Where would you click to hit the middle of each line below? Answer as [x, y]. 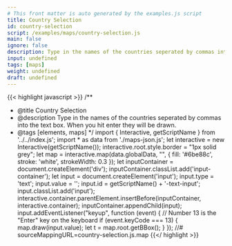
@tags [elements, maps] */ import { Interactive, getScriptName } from [116, 132]
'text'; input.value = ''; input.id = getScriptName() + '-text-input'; [109, 184]
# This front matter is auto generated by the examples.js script [105, 13]
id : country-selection [40, 26]
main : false [24, 39]
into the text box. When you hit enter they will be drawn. [97, 125]
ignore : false [28, 45]
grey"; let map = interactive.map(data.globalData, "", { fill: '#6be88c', [115, 154]
